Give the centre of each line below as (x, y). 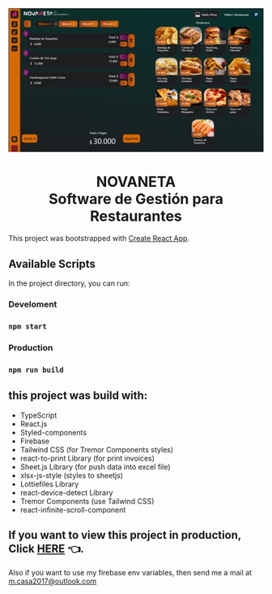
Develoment (33, 304)
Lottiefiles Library (49, 484)
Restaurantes (136, 216)
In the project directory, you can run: (69, 283)
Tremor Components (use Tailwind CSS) (87, 501)
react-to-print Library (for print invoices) (87, 458)
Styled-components (53, 432)
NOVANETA (136, 182)
